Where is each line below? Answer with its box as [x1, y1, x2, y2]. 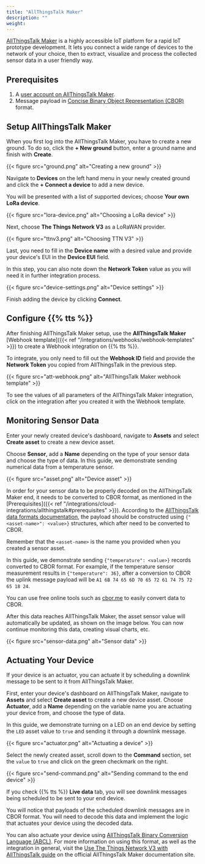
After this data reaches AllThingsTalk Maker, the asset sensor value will [6, 612, 185, 620]
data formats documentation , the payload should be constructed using [6, 513, 185, 520]
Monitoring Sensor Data [6, 415, 100, 426]
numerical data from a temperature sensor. [6, 463, 114, 471]
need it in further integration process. [6, 272, 101, 279]
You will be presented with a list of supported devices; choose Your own [6, 193, 190, 200]
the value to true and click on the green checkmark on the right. [6, 758, 168, 765]
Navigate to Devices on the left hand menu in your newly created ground [6, 175, 190, 181]
